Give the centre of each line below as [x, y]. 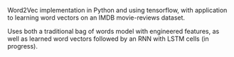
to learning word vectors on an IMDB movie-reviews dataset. [96, 18]
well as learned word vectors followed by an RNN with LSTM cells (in [108, 39]
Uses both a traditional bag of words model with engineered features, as [113, 31]
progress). [22, 46]
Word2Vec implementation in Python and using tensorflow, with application [117, 10]
